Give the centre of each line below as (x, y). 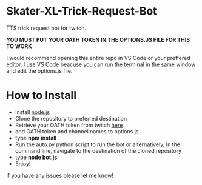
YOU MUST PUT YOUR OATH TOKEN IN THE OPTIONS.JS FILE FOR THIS (98, 39)
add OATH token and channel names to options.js (77, 131)
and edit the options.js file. (39, 70)
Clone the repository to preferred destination (71, 118)
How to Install (42, 96)
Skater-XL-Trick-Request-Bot (82, 11)
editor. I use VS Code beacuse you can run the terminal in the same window (101, 64)
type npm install (36, 138)
